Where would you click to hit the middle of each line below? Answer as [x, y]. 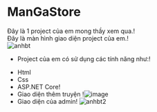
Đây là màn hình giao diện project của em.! [68, 38]
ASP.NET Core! [39, 87]
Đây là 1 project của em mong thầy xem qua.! [71, 31]
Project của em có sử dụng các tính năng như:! [84, 58]
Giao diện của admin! [47, 101]
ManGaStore [44, 12]
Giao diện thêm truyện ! [50, 94]
